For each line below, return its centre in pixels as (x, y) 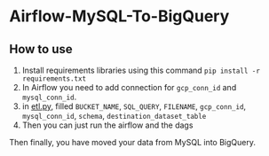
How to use (41, 49)
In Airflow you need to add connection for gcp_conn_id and (129, 87)
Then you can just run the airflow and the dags (107, 125)
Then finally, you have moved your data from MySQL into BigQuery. (132, 142)
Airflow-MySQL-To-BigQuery (119, 16)
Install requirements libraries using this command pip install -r (141, 70)
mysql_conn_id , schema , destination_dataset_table (114, 116)
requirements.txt (54, 79)
